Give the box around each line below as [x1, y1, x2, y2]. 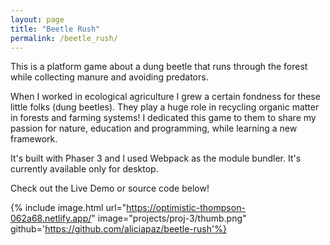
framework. [10, 133, 58, 145]
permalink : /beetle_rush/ [10, 33, 118, 43]
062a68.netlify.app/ [10, 212, 92, 225]
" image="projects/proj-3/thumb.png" [91, 212, 247, 225]
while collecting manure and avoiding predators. [10, 71, 209, 83]
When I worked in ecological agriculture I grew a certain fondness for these [10, 91, 321, 103]
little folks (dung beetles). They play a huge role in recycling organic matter [10, 101, 320, 113]
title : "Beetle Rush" [10, 24, 101, 34]
